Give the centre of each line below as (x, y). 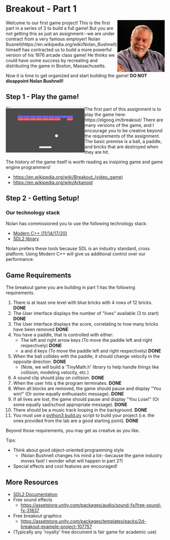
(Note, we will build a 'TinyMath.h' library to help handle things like (90, 367)
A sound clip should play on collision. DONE (59, 378)
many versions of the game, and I (119, 125)
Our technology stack (33, 213)
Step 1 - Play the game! (43, 97)
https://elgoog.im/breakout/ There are (124, 120)
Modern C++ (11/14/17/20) (40, 234)
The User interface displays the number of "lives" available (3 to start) (86, 313)
